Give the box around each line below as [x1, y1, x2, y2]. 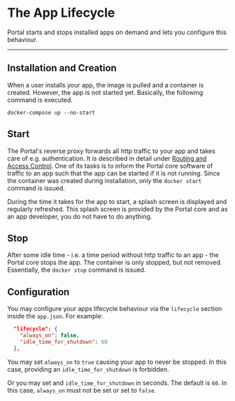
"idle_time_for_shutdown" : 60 [20, 338, 108, 345]
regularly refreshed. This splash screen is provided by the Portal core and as [7, 205, 228, 213]
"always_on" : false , [20, 332, 80, 340]
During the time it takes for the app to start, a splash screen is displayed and [7, 197, 227, 205]
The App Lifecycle [7, 5, 115, 21]
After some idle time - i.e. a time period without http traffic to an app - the [7, 251, 219, 259]
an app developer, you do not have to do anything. [7, 212, 152, 221]
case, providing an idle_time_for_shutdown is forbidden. [7, 365, 169, 373]
